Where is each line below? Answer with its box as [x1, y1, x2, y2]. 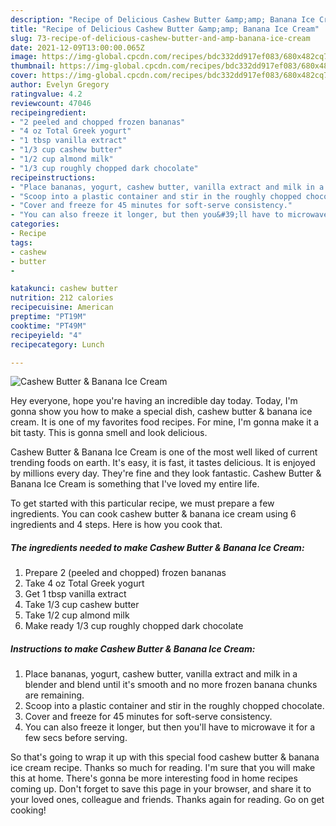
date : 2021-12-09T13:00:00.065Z [10, 42, 145, 53]
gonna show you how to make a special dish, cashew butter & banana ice [10, 406, 313, 418]
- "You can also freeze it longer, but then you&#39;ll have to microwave [10, 210, 329, 220]
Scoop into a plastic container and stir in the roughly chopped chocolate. [24, 700, 325, 712]
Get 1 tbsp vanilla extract [24, 588, 127, 600]
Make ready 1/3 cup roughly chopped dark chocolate [24, 620, 244, 632]
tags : [10, 237, 33, 248]
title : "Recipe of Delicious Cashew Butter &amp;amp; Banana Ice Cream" [10, 24, 320, 34]
